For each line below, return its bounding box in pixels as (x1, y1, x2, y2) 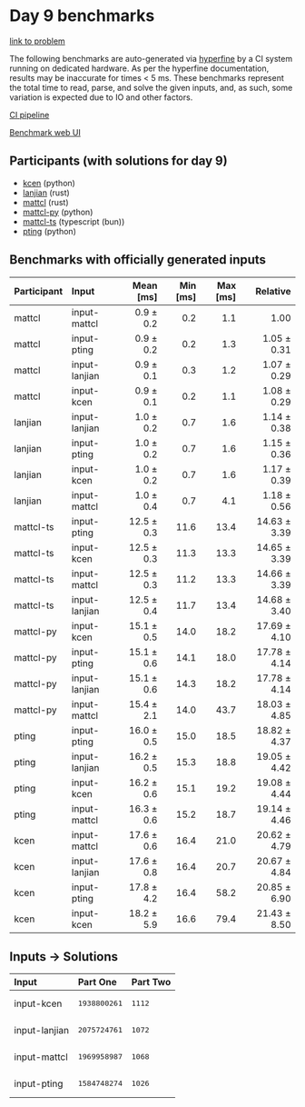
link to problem (9, 35, 65, 46)
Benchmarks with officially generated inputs (9, 252, 266, 268)
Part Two (131, 976, 172, 989)
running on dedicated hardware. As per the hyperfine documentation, (9, 63, 270, 74)
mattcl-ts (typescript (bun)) (22, 215, 125, 227)
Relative (255, 284, 291, 297)
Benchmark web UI (9, 126, 82, 137)
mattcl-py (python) (22, 206, 93, 217)
